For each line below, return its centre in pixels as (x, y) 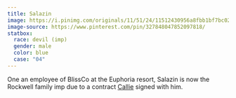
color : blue (31, 53)
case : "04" (29, 59)
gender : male (33, 46)
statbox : (20, 33)
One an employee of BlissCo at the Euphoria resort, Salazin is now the (109, 79)
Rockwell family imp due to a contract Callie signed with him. (95, 86)
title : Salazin (29, 14)
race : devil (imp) (41, 40)
